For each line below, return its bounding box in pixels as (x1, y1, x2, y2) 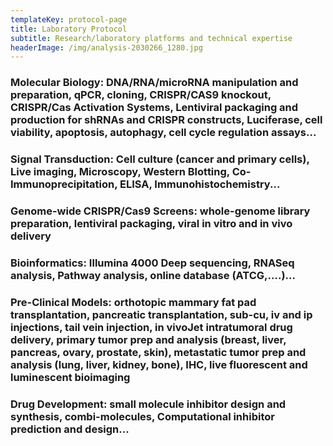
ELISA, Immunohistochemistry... (119, 177, 281, 191)
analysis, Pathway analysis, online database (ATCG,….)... (10, 268, 296, 282)
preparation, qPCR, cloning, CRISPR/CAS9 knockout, (10, 88, 272, 102)
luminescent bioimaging (10, 370, 131, 384)
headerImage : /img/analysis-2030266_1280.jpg (10, 42, 203, 53)
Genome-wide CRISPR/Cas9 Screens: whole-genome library (10, 204, 311, 218)
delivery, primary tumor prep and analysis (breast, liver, (10, 332, 287, 346)
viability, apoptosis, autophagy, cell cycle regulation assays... (10, 126, 317, 140)
